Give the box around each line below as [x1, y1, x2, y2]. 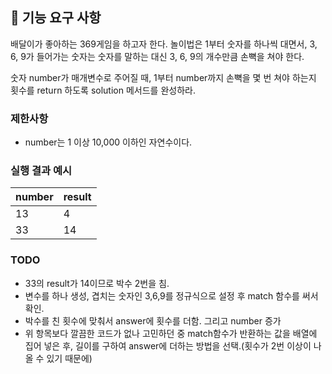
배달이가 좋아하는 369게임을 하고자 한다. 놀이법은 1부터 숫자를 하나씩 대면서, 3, [10, 38, 318, 50]
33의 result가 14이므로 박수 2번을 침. [24, 277, 170, 289]
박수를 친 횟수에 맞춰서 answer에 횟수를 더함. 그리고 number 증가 [24, 314, 282, 327]
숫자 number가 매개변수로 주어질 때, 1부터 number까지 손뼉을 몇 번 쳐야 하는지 [10, 71, 317, 83]
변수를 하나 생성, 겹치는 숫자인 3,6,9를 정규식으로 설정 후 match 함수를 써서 [24, 289, 319, 302]
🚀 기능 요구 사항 [10, 9, 102, 27]
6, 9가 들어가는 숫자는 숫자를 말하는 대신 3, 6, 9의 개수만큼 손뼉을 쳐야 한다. [10, 50, 305, 62]
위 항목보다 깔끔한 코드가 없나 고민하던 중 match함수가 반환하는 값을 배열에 [24, 327, 318, 339]
